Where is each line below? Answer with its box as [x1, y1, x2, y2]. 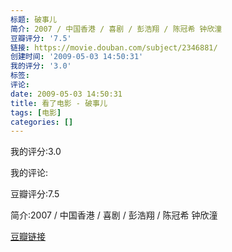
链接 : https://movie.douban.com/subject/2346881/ [10, 42, 218, 53]
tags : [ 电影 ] [10, 107, 62, 118]
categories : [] [10, 117, 74, 127]
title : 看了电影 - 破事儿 [10, 98, 108, 108]
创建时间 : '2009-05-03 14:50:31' [10, 52, 144, 62]
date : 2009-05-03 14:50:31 [10, 89, 123, 99]
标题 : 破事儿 [10, 14, 57, 25]
